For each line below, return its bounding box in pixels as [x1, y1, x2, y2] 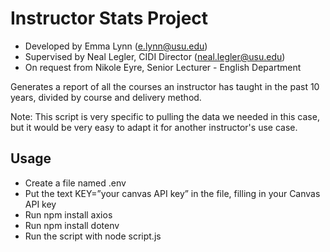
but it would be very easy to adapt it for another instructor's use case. [10, 121, 298, 133]
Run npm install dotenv [24, 219, 120, 231]
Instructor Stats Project [10, 7, 209, 30]
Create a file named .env [24, 177, 127, 189]
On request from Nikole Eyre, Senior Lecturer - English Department [24, 61, 302, 73]
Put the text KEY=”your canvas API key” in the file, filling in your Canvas [24, 187, 321, 199]
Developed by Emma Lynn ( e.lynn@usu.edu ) [24, 40, 208, 52]
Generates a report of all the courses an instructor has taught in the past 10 [10, 80, 320, 92]
